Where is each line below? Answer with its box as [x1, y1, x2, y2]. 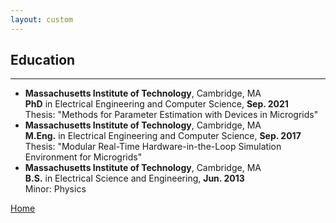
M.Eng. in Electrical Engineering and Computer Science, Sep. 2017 [24, 130, 302, 142]
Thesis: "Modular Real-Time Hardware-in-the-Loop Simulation [24, 141, 282, 153]
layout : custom [10, 14, 74, 25]
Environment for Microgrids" [24, 151, 143, 163]
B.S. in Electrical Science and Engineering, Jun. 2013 [24, 172, 245, 185]
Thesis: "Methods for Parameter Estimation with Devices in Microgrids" [24, 109, 319, 121]
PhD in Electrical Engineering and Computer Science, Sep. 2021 [24, 98, 289, 110]
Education [10, 52, 76, 69]
